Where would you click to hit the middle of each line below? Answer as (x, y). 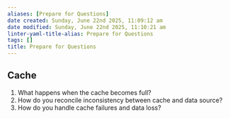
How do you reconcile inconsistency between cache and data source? (120, 100)
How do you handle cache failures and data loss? (89, 108)
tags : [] (20, 40)
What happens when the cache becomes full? (85, 92)
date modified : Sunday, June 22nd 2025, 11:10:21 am (87, 27)
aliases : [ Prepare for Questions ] (58, 14)
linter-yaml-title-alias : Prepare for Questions (80, 34)
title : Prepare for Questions (52, 47)
